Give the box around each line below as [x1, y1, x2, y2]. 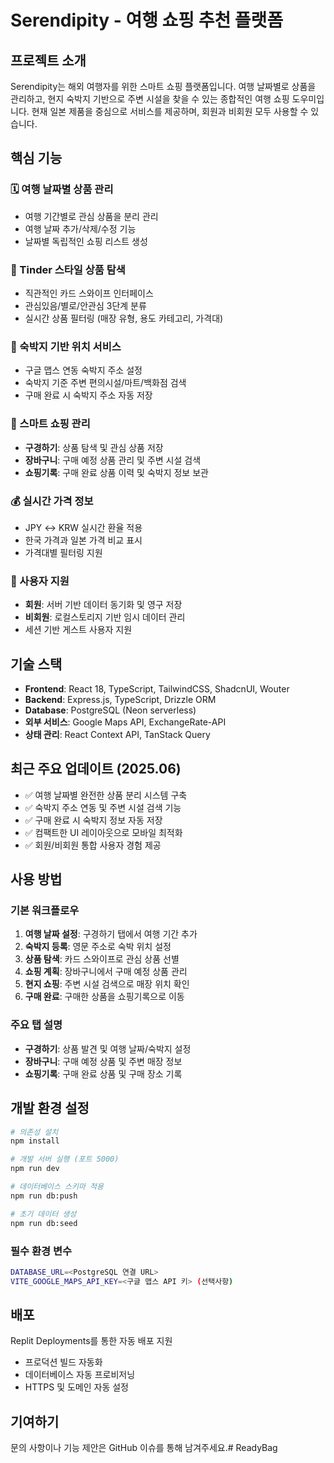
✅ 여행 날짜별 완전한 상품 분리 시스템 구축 [24, 789, 188, 801]
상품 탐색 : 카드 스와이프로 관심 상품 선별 [24, 953, 180, 965]
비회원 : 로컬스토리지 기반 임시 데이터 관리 [24, 611, 186, 623]
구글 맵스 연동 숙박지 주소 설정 [24, 364, 143, 376]
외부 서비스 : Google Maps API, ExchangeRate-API [24, 716, 227, 728]
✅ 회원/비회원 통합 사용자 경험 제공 [24, 839, 162, 851]
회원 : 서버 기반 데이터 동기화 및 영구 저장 [24, 599, 183, 611]
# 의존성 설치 [10, 1127, 59, 1137]
